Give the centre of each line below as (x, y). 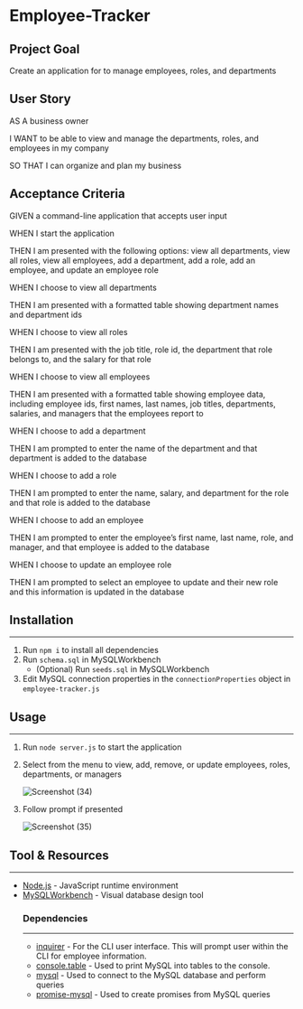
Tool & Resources (60, 855)
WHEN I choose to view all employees (80, 377)
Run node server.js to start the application (102, 747)
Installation (41, 620)
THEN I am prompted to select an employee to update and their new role (144, 582)
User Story (40, 99)
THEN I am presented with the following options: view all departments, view (150, 250)
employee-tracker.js (61, 689)
